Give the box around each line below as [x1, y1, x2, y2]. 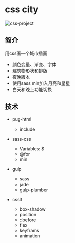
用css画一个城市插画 [5, 50, 47, 56]
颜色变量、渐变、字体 [12, 61, 56, 67]
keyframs [19, 227, 39, 233]
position [19, 211, 36, 217]
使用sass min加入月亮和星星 [12, 80, 70, 86]
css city [5, 4, 39, 15]
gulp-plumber [19, 187, 48, 193]
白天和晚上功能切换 [12, 86, 52, 92]
